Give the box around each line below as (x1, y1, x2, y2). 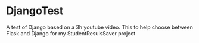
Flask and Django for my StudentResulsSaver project (6, 29, 136, 37)
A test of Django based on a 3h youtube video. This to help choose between (6, 24, 194, 31)
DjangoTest (6, 4, 64, 18)
